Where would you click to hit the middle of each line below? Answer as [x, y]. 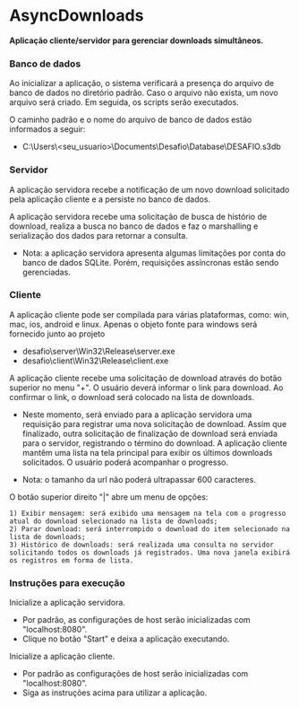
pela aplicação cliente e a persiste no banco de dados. [110, 199]
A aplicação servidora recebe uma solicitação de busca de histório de [138, 216]
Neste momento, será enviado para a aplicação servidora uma [137, 415]
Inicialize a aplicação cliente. [62, 657]
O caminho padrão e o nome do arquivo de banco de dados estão [131, 120]
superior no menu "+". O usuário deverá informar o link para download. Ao [146, 388]
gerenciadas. [47, 272]
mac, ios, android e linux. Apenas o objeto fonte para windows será [133, 324]
